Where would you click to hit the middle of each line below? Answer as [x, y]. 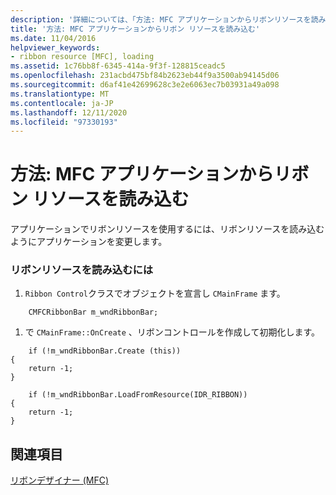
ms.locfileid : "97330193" [64, 122]
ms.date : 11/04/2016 [53, 38]
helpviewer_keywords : [55, 47]
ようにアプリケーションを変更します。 [89, 242]
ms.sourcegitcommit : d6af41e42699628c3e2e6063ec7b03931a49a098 [145, 85]
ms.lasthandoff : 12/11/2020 [69, 112]
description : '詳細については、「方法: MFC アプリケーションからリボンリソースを [161, 19]
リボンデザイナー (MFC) [60, 480]
